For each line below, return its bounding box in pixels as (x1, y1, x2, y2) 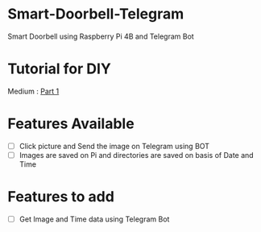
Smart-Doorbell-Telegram (7, 5, 184, 23)
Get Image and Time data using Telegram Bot (19, 214, 170, 224)
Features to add (7, 188, 114, 206)
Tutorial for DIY (7, 60, 112, 78)
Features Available (7, 114, 135, 133)
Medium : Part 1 (7, 86, 60, 96)
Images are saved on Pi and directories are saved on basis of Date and (19, 150, 255, 159)
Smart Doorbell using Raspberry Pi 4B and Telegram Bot (7, 31, 194, 41)
